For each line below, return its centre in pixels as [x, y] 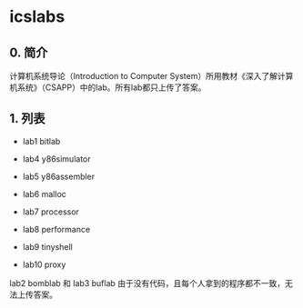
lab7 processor [51, 212]
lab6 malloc [44, 194]
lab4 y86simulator [56, 159]
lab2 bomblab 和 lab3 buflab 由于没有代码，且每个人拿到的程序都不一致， [147, 283]
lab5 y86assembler [59, 176]
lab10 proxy [44, 264]
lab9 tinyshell [47, 246]
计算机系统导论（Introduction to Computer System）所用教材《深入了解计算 [151, 76]
